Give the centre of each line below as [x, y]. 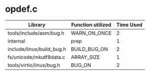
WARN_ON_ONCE [91, 33]
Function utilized [91, 25]
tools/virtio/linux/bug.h [34, 65]
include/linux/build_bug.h [37, 49]
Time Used [129, 25]
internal [17, 41]
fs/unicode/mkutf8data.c [37, 57]
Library [37, 25]
